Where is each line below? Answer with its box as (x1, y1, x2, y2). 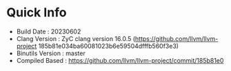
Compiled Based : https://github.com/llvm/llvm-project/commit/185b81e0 (16, 56, 224, 64)
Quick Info (6, 5, 67, 20)
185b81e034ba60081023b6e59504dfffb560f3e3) (38, 42, 179, 50)
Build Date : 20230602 (16, 27, 81, 35)
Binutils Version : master (16, 49, 86, 57)
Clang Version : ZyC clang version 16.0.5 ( (16, 34, 136, 42)
